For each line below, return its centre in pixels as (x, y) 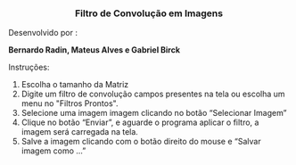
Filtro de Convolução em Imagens (149, 13)
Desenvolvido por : (43, 33)
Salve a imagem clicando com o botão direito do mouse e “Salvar (141, 142)
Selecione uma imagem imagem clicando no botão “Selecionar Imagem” (154, 113)
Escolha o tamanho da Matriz (75, 85)
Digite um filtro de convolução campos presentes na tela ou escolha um (153, 94)
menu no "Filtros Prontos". (70, 103)
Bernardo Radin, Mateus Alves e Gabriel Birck (94, 50)
